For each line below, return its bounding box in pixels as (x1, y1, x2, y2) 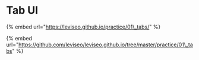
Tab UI (6, 4, 39, 17)
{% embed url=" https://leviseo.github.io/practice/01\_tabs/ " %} (6, 23, 161, 30)
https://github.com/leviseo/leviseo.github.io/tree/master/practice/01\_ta (18, 41, 193, 48)
